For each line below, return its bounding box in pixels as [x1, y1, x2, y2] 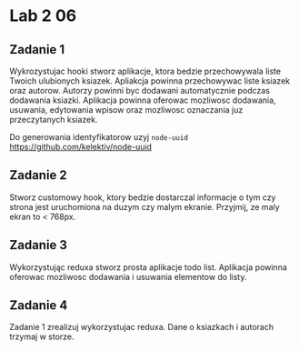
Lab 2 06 [9, 5, 77, 26]
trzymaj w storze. [9, 331, 75, 342]
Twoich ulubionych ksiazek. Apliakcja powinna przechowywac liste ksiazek [9, 75, 291, 86]
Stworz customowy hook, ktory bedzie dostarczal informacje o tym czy [9, 192, 276, 203]
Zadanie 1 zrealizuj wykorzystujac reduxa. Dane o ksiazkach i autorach [9, 322, 274, 333]
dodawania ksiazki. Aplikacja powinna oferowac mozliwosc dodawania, [9, 95, 276, 105]
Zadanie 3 [9, 237, 68, 253]
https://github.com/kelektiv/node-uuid [9, 142, 153, 152]
